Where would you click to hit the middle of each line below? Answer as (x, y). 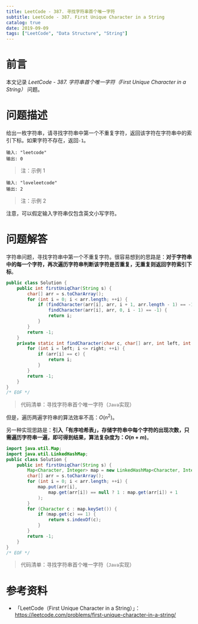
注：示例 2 (33, 201)
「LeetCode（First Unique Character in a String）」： (77, 608)
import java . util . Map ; (34, 448)
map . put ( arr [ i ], (57, 487)
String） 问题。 (24, 90)
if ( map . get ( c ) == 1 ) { (67, 514)
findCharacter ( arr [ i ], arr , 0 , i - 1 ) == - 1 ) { (108, 311)
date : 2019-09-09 (27, 28)
